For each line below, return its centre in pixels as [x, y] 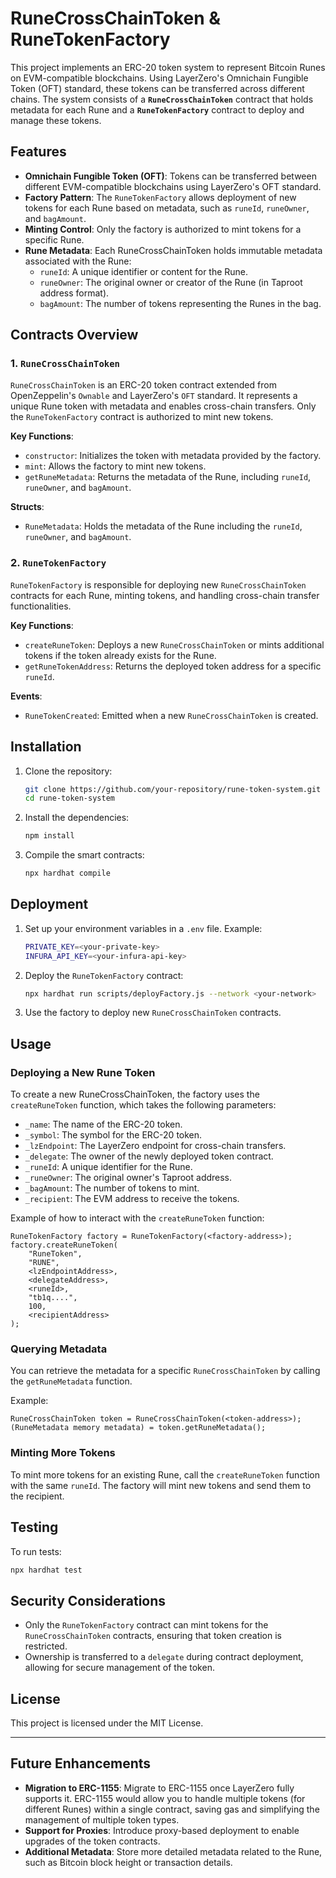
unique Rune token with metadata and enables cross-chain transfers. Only [163, 406]
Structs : [27, 507]
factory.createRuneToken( [64, 1245]
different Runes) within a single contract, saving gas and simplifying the [172, 1809]
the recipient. [37, 1496]
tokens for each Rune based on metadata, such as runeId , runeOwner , [167, 208]
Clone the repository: [68, 771]
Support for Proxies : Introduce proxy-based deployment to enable [162, 1830]
